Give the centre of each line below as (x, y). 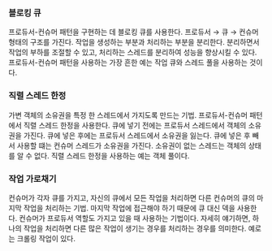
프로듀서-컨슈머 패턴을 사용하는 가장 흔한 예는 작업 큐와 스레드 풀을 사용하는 (128, 63)
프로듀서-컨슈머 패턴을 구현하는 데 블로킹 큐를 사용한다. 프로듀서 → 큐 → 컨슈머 (134, 32)
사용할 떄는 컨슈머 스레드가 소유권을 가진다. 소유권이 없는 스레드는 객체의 (132, 145)
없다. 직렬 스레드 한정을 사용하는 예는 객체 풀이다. (112, 155)
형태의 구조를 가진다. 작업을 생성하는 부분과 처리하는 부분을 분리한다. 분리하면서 (134, 42)
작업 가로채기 (32, 179)
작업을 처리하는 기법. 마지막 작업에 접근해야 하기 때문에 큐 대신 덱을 (129, 208)
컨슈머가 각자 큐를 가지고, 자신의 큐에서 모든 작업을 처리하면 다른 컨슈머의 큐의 (132, 197)
